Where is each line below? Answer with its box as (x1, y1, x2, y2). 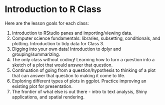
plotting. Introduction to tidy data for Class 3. (11, 40, 104, 46)
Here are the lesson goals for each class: (4, 20, 89, 26)
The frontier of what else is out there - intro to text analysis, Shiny (11, 88, 147, 94)
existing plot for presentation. (11, 83, 73, 89)
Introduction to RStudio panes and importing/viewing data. (11, 30, 132, 36)
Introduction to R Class (4, 4, 101, 15)
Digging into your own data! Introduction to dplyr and (11, 46, 121, 52)
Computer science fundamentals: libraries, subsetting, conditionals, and (11, 35, 160, 41)
